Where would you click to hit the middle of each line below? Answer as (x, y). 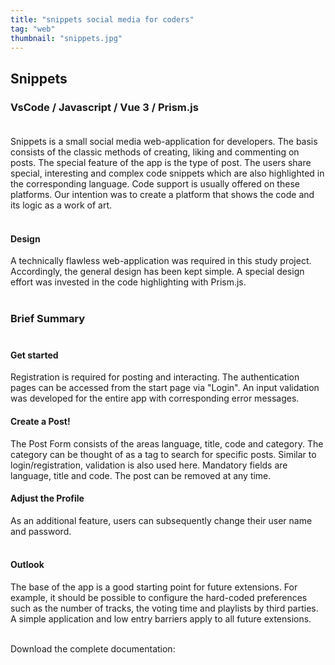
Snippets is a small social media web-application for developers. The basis (164, 142)
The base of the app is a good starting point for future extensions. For (154, 587)
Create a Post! (40, 421)
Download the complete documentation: (93, 649)
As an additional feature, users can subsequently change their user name (161, 520)
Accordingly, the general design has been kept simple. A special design (157, 272)
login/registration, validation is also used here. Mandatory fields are (149, 465)
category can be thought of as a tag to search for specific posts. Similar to (163, 454)
